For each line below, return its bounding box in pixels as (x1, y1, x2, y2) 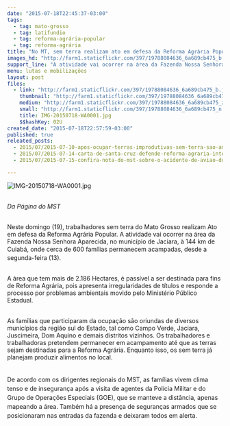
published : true (7, 131, 53, 138)
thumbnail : (19, 93, 51, 100)
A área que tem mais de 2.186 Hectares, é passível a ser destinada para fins (7, 274, 221, 282)
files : (7, 80, 26, 87)
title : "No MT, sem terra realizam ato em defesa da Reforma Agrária (7, 49, 210, 56)
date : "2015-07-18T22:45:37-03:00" (7, 10, 109, 17)
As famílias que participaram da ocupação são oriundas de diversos (7, 316, 199, 324)
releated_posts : (7, 138, 53, 145)
